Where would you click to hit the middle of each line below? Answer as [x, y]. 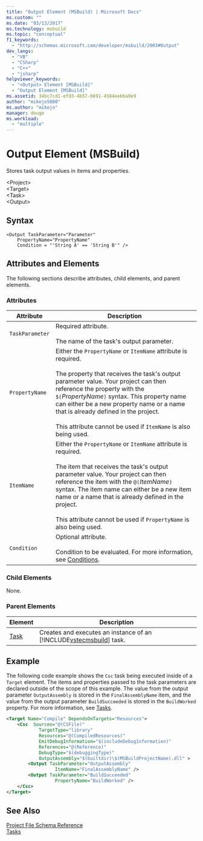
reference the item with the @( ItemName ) [114, 482]
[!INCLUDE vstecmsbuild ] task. [82, 640]
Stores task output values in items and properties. [68, 171]
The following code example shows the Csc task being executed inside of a [99, 676]
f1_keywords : [23, 40]
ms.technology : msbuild [36, 29]
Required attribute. [82, 326]
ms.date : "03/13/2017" [35, 23]
